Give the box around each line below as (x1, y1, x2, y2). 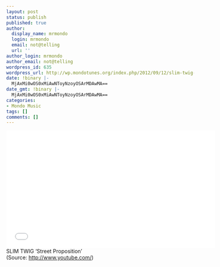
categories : (6, 97, 36, 103)
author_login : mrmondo (6, 53, 63, 59)
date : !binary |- (6, 75, 49, 81)
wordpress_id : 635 (6, 64, 52, 70)
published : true (6, 20, 47, 26)
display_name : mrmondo (11, 31, 68, 37)
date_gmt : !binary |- (6, 86, 60, 92)
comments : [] (6, 114, 39, 120)
